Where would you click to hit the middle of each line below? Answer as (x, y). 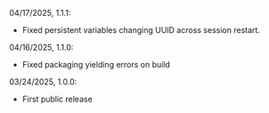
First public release (57, 99)
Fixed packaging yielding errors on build (96, 65)
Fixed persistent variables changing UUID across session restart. (141, 30)
